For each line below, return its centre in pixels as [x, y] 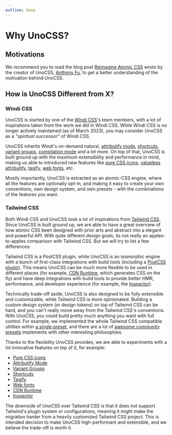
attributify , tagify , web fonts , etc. [40, 168]
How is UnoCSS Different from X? [60, 94]
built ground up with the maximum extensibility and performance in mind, [83, 157]
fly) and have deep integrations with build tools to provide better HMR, [80, 278]
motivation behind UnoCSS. [35, 78]
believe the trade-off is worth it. [39, 427]
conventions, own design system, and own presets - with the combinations [85, 189]
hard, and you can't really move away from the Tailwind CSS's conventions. [85, 310]
